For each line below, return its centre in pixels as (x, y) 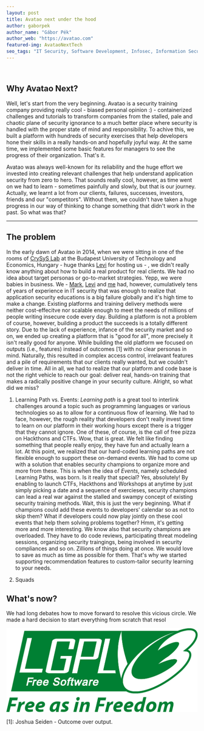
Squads (25, 579)
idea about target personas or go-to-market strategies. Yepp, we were (94, 278)
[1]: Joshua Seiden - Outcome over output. (59, 721)
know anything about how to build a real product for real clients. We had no (100, 271)
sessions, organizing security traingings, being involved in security (98, 542)
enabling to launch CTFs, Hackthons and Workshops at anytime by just (104, 484)
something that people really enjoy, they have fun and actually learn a (102, 445)
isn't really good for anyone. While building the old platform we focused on (100, 342)
